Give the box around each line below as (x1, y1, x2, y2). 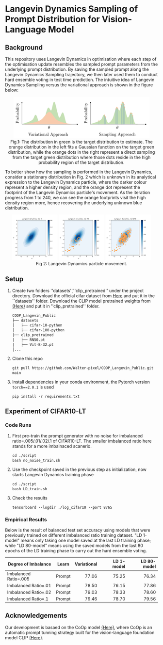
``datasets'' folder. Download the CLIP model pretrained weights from (12, 298, 151, 304)
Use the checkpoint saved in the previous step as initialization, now (12, 467, 147, 472)
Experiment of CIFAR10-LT (5, 407, 86, 416)
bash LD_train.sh (12, 486, 48, 491)
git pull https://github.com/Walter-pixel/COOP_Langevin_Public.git (12, 365, 154, 371)
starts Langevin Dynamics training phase (12, 471, 94, 477)
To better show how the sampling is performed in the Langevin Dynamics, (5, 169, 153, 175)
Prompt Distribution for (5, 14, 100, 25)
